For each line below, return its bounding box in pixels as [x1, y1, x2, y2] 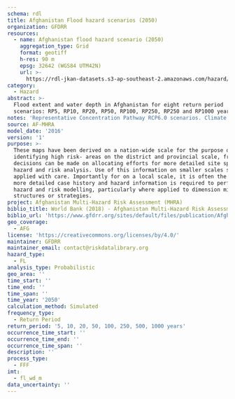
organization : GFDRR [7, 23, 68, 30]
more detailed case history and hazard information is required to [13, 179, 215, 186]
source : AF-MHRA [7, 120, 55, 128]
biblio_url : [7, 212, 42, 219]
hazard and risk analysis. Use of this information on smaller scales [13, 166, 224, 174]
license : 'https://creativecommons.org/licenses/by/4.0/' [7, 232, 180, 239]
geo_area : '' [7, 270, 45, 277]
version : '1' [7, 134, 45, 141]
